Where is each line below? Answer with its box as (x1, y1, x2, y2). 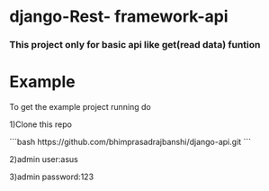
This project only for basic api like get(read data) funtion (9, 39, 261, 51)
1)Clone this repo (9, 119, 72, 130)
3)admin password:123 (9, 171, 94, 182)
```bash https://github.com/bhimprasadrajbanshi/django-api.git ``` (9, 137, 252, 148)
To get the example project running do (9, 102, 151, 113)
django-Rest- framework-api (9, 6, 229, 27)
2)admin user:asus (9, 154, 78, 165)
